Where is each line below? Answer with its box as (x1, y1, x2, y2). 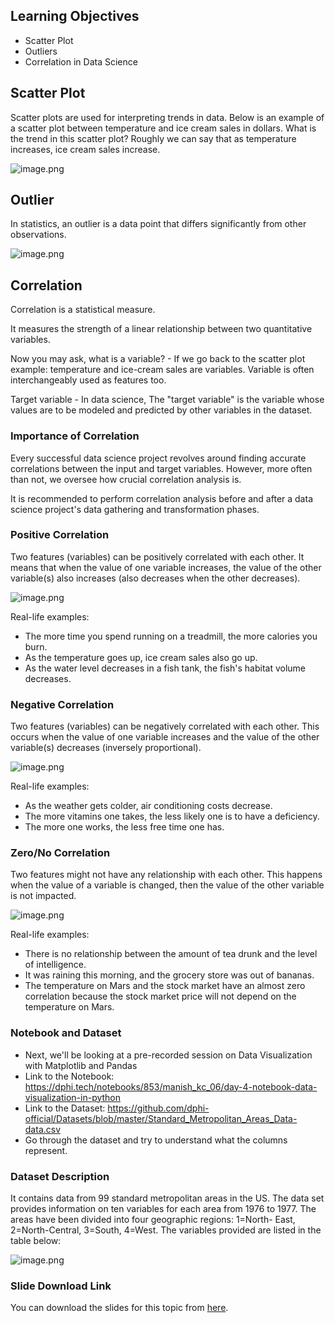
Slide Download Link (10, 1279, 112, 1293)
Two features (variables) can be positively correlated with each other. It (10, 550, 305, 563)
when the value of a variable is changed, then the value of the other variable (10, 879, 325, 891)
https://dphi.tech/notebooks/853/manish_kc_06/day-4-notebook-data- (24, 1080, 318, 1093)
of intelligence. (24, 959, 87, 971)
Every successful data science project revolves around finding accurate (10, 452, 307, 464)
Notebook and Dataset (10, 1026, 122, 1040)
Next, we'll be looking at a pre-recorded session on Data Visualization (24, 1049, 313, 1061)
